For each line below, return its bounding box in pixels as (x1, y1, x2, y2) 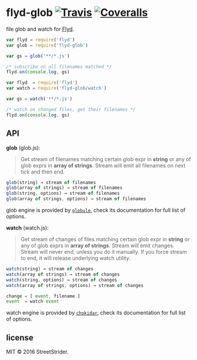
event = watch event (6, 299, 60, 305)
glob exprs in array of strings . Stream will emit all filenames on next (20, 162, 186, 169)
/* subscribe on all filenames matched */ (6, 64, 112, 70)
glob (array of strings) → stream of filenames (6, 185, 123, 191)
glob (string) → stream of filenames (6, 179, 96, 185)
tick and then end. (20, 168, 65, 175)
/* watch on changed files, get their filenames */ (6, 106, 136, 112)
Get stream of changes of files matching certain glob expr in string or (20, 236, 190, 243)
